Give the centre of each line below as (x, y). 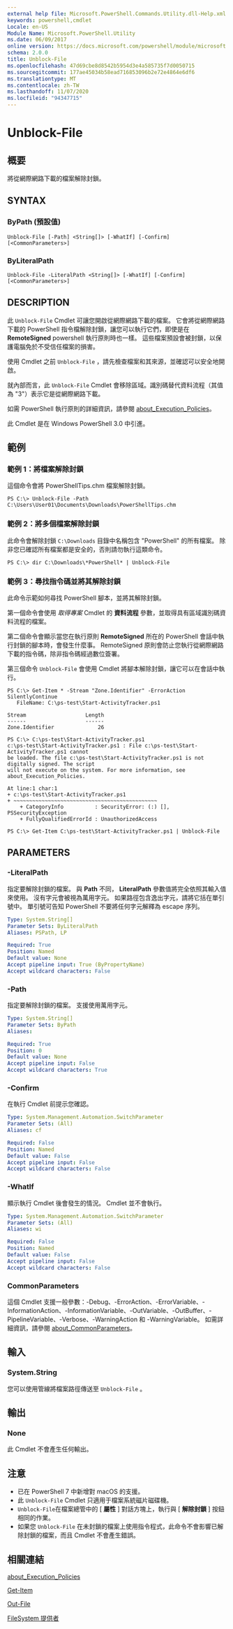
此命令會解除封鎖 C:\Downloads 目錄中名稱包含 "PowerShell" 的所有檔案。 (113, 540)
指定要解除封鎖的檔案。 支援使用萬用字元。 (69, 1005)
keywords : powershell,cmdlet (50, 20)
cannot (79, 752)
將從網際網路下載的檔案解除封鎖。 (56, 178)
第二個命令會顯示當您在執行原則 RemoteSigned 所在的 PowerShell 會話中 (113, 636)
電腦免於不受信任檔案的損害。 (56, 346)
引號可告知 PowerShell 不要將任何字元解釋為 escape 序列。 (118, 906)
